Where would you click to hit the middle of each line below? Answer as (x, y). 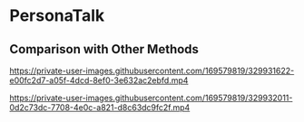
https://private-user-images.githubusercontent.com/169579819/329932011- (151, 98)
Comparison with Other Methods (104, 49)
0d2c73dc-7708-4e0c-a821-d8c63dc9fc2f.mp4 (100, 108)
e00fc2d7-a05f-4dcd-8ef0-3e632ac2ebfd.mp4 (99, 80)
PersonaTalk (57, 16)
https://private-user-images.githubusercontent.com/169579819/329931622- (152, 70)
